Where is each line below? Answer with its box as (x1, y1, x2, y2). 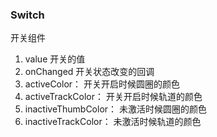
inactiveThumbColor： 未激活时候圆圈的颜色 (24, 103, 207, 115)
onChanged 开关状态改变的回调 (24, 66, 155, 78)
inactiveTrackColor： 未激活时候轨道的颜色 (24, 116, 202, 128)
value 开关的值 (24, 53, 86, 65)
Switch (10, 8, 45, 22)
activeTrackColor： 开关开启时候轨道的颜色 (24, 91, 203, 103)
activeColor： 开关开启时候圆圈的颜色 (24, 78, 180, 90)
